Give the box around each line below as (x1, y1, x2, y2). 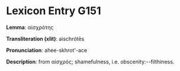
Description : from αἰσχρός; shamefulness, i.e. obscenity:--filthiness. (6, 58, 175, 65)
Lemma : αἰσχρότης (6, 24, 54, 31)
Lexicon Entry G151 (6, 4, 102, 18)
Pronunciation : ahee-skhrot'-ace (6, 46, 88, 54)
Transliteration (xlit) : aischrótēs (6, 35, 85, 42)
